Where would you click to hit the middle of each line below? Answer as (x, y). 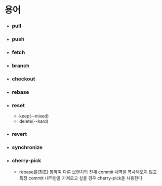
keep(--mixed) (34, 116)
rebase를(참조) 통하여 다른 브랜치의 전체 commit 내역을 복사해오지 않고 (88, 172)
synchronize (27, 147)
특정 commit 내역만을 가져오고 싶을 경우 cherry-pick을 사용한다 (81, 178)
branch (21, 66)
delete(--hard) (34, 121)
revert (19, 134)
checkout (23, 78)
